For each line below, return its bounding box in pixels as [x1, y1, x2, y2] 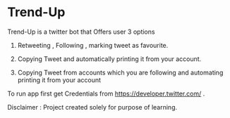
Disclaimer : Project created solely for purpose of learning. [7, 103, 178, 111]
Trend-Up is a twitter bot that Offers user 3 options [7, 27, 155, 36]
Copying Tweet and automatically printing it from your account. [17, 54, 202, 63]
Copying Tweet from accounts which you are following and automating [17, 68, 224, 77]
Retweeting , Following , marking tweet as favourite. [17, 41, 169, 49]
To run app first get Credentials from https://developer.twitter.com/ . [7, 89, 205, 98]
